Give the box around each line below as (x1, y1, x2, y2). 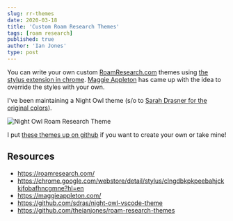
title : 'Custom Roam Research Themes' (7, 23, 120, 30)
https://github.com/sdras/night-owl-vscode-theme (17, 199, 163, 207)
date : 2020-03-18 (7, 17, 58, 24)
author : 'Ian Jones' (7, 42, 67, 49)
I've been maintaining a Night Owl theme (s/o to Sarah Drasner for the (7, 96, 207, 104)
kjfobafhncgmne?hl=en (17, 183, 85, 192)
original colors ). (7, 104, 52, 112)
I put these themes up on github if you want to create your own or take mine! (7, 130, 227, 139)
